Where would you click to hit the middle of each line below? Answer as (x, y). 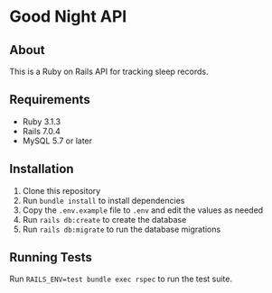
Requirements (50, 100)
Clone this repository (61, 190)
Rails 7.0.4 (42, 131)
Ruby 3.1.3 (42, 121)
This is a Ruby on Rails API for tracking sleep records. (109, 71)
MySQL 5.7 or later (57, 141)
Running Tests (51, 257)
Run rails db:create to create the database (104, 219)
